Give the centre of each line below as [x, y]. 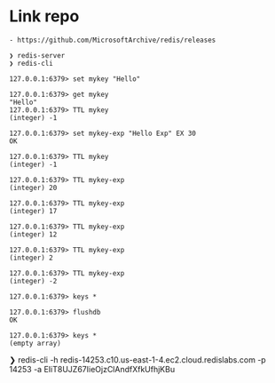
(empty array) [35, 343]
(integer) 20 [33, 188]
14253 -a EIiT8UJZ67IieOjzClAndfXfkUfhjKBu [92, 369]
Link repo [44, 16]
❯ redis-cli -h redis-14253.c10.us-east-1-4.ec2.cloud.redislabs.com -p [137, 359]
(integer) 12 [33, 234]
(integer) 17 [33, 211]
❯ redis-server [37, 55]
